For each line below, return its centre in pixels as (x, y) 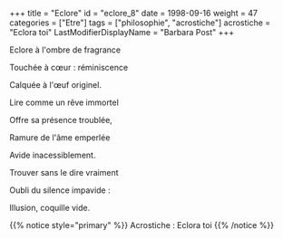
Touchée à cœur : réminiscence (69, 67)
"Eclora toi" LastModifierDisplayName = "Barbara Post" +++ (122, 32)
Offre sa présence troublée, (61, 120)
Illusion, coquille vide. (50, 208)
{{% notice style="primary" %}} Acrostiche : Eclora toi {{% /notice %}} (142, 225)
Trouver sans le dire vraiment (64, 172)
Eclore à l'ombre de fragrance (65, 50)
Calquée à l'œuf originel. (56, 85)
